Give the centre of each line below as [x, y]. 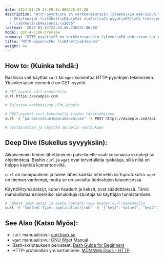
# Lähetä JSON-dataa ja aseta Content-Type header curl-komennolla [75, 203]
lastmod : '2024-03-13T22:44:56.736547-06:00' [52, 28]
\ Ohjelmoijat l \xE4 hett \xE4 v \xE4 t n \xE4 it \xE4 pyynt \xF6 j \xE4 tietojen [85, 19]
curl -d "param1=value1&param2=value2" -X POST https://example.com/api [81, 118]
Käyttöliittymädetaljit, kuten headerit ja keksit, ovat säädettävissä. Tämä [77, 189]
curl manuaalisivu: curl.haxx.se [44, 235]
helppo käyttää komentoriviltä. [36, 165]
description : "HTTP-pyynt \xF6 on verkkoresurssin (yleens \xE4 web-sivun [81, 14]
